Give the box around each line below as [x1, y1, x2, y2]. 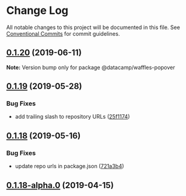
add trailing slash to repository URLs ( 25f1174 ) [15, 113, 130, 120]
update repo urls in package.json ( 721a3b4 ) [15, 163, 124, 170]
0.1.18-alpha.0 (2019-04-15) [6, 180, 114, 191]
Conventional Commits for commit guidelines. [6, 30, 120, 37]
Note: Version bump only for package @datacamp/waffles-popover [6, 64, 176, 71]
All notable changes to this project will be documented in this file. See [6, 24, 181, 31]
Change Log [6, 4, 68, 18]
